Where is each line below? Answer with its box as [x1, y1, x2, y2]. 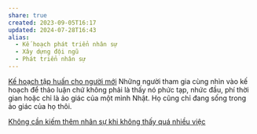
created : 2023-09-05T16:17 [8, 19, 97, 27]
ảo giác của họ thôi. [8, 101, 72, 110]
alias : [8, 33, 30, 42]
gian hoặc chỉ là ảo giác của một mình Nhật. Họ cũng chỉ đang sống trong [8, 93, 247, 103]
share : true [8, 11, 47, 20]
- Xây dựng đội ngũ [15, 48, 79, 56]
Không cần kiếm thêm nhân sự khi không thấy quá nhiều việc [8, 117, 206, 126]
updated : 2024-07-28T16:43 [8, 26, 97, 34]
